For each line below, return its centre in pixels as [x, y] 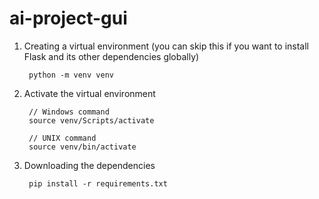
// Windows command [69, 112]
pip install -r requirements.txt [98, 183]
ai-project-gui [68, 18]
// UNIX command [62, 138]
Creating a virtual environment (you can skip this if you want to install [166, 46]
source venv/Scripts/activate [91, 120]
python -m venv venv [71, 75]
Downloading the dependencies [89, 165]
